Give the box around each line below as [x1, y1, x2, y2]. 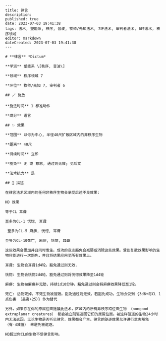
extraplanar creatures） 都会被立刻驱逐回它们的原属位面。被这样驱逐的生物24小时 [5, 312, 158, 317]
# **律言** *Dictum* [5, 54, 46, 59]
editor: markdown [5, 36, 41, 41]
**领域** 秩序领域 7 [5, 73, 43, 78]
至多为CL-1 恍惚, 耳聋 [5, 219, 47, 224]
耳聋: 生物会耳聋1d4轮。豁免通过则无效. [5, 263, 78, 268]
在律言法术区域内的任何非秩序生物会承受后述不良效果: [5, 190, 100, 195]
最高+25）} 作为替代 [22, 297, 57, 302]
